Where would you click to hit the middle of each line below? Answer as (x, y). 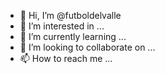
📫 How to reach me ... (66, 58)
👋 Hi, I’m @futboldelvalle (70, 15)
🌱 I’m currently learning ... (73, 36)
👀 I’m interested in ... (62, 26)
